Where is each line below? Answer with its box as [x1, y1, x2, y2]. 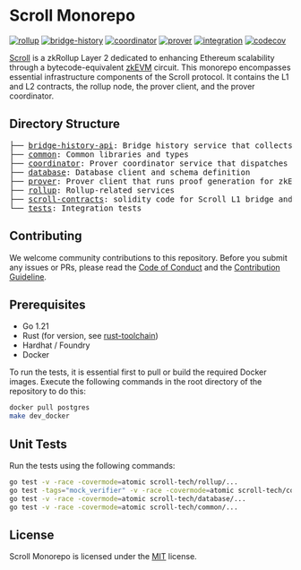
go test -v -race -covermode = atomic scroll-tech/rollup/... [9, 477, 239, 487]
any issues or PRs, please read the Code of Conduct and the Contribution [9, 262, 280, 272]
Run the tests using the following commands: [9, 460, 176, 471]
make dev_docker [9, 411, 70, 421]
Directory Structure [9, 117, 121, 132]
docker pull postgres [9, 403, 90, 412]
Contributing [9, 229, 82, 244]
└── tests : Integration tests [9, 203, 142, 213]
